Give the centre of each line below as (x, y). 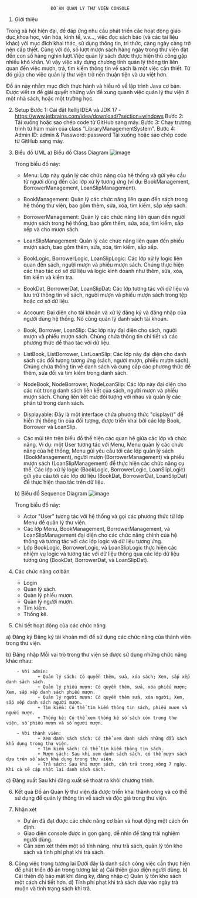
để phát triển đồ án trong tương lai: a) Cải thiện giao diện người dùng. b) (101, 870)
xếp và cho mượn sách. (52, 229)
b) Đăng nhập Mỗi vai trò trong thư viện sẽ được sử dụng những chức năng (96, 654)
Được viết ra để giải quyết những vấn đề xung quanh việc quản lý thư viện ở (98, 92)
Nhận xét (26, 809)
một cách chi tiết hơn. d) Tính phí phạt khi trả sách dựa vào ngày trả (96, 882)
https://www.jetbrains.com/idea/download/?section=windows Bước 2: (99, 116)
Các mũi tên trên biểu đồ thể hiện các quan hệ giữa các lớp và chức (105, 438)
